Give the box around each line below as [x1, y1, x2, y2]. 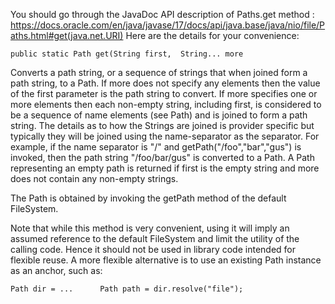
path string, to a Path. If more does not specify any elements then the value [10, 77, 321, 89]
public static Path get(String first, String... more [10, 49, 244, 59]
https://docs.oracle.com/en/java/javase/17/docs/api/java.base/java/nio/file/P [10, 19, 326, 31]
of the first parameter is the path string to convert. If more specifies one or [10, 88, 318, 99]
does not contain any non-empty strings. [10, 173, 179, 184]
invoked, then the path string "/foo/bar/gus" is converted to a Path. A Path [10, 152, 315, 163]
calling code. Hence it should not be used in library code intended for [10, 244, 297, 255]
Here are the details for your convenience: [125, 30, 300, 41]
